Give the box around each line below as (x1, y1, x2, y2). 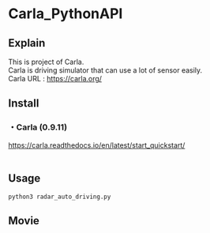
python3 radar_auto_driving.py (8, 193, 111, 201)
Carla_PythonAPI (8, 5, 123, 23)
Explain (8, 36, 46, 50)
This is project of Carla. (8, 57, 84, 66)
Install (8, 96, 39, 111)
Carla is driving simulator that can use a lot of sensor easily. (8, 66, 203, 75)
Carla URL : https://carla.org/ (8, 74, 103, 83)
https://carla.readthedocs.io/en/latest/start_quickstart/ (8, 140, 186, 150)
